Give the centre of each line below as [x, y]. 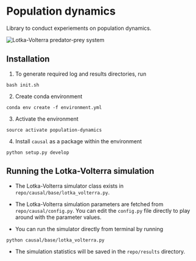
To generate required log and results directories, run [81, 74]
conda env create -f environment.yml [54, 107]
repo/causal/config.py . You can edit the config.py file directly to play [103, 210]
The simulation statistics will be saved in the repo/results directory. [100, 251]
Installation [28, 59]
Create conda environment [49, 96]
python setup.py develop [38, 152]
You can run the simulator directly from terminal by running [89, 229]
